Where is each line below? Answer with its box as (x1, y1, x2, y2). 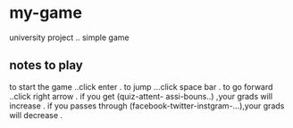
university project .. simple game (9, 32, 130, 43)
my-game (9, 3, 83, 23)
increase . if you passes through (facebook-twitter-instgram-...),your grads (9, 100, 285, 111)
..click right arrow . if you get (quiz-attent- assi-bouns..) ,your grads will (9, 91, 273, 101)
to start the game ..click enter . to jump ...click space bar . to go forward (9, 81, 273, 92)
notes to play (9, 58, 83, 73)
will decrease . (9, 109, 63, 120)
